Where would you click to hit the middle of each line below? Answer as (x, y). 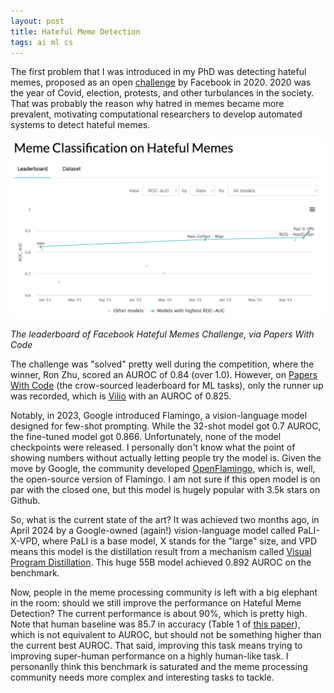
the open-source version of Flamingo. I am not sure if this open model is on (165, 479)
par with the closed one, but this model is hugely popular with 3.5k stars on (165, 490)
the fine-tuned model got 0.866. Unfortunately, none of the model (146, 437)
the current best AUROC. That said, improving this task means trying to (156, 646)
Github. (25, 501)
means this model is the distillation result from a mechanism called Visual (161, 552)
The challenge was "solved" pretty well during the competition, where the (162, 364)
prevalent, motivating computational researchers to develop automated (156, 114)
